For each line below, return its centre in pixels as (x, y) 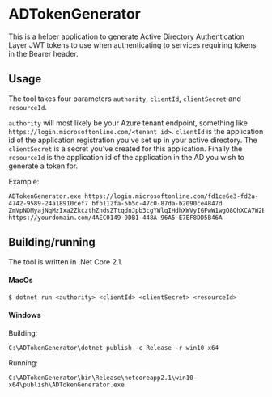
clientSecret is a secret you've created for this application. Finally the (125, 148)
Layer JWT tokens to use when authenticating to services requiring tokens (132, 44)
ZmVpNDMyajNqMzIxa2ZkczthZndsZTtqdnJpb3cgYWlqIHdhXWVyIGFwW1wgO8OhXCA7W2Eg (139, 210)
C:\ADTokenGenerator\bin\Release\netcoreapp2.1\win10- (103, 378)
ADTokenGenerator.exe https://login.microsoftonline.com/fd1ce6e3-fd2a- (134, 196)
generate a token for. (43, 166)
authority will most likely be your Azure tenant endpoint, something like (128, 123)
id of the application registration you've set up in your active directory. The (133, 140)
